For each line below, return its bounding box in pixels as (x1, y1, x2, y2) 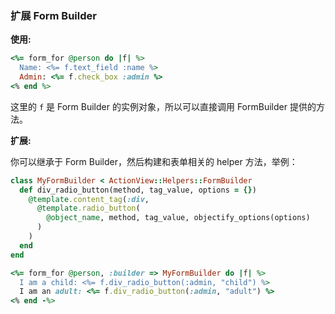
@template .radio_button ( (36, 203, 141, 214)
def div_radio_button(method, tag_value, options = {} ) (19, 185, 257, 195)
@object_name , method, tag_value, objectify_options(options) (46, 213, 311, 223)
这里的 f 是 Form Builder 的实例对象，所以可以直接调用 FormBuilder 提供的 (10, 100, 317, 112)
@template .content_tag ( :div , (28, 194, 150, 204)
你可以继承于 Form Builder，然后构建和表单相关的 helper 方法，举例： (10, 155, 298, 167)
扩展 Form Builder (10, 8, 97, 22)
